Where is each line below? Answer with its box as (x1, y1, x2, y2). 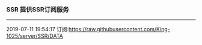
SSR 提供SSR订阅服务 (6, 5, 69, 13)
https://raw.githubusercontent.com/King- (68, 26, 170, 33)
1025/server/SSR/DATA (6, 32, 63, 40)
